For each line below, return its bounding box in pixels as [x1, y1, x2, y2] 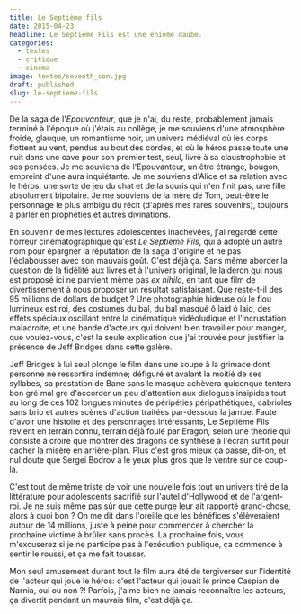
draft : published [9, 80, 75, 89]
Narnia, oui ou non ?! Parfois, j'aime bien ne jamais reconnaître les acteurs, [9, 584, 286, 595]
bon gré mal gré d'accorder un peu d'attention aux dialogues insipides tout [9, 387, 287, 398]
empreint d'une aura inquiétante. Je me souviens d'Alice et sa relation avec [9, 170, 288, 181]
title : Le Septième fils [9, 13, 102, 23]
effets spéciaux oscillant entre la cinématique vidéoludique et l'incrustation [9, 312, 287, 323]
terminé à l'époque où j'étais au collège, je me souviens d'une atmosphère [9, 122, 285, 133]
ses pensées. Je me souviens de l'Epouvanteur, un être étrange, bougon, [9, 161, 280, 172]
